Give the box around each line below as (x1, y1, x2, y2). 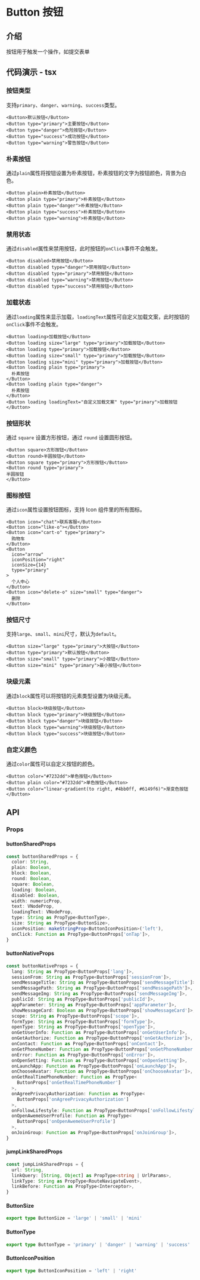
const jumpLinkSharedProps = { (6, 1161, 84, 1167)
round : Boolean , (11, 876, 52, 882)
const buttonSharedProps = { (6, 853, 79, 859)
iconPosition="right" (11, 557, 65, 563)
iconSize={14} (11, 562, 46, 568)
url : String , (11, 1166, 44, 1173)
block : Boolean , (11, 870, 52, 876)
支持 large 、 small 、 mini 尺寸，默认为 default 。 (6, 630, 120, 638)
